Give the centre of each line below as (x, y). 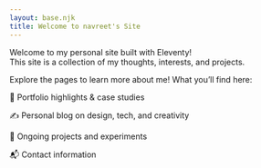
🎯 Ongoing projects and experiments (78, 136)
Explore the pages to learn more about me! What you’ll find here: (131, 79)
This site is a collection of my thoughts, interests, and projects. (127, 62)
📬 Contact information (53, 154)
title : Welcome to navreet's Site (75, 26)
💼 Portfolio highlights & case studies (77, 97)
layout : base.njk (42, 18)
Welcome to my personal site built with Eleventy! (101, 52)
